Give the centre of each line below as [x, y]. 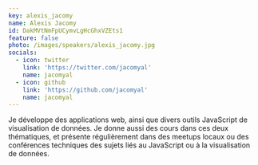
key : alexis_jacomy [41, 16]
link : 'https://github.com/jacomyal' [85, 90]
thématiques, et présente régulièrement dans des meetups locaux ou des [129, 137]
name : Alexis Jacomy [43, 23]
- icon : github [41, 82]
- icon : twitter [42, 61]
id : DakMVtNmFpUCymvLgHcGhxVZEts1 [66, 30]
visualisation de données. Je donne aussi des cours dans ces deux [119, 128]
